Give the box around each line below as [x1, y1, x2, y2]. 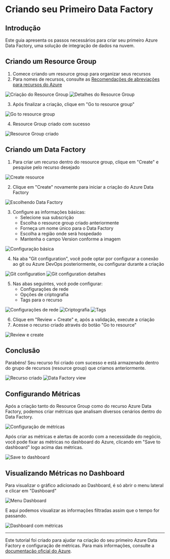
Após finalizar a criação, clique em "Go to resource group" [12, 101, 135, 107]
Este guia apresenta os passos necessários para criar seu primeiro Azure [5, 37, 158, 43]
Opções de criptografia [20, 291, 69, 297]
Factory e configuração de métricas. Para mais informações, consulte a [5, 543, 154, 549]
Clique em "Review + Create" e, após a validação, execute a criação [12, 316, 155, 323]
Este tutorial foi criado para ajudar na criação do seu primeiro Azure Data [5, 537, 158, 543]
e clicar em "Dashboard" [5, 488, 57, 494]
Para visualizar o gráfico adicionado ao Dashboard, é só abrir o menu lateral [5, 482, 164, 488]
